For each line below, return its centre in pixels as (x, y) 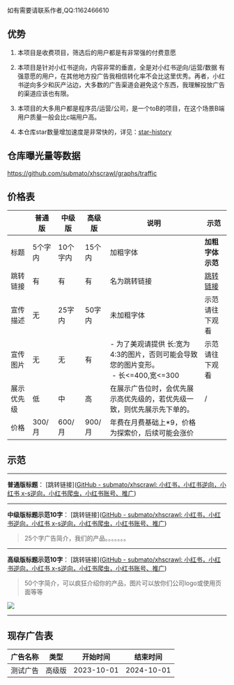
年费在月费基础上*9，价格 (153, 423)
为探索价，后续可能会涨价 (151, 433)
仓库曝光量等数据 (44, 156)
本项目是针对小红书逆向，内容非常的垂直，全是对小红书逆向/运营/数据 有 (121, 67)
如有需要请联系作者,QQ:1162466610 (58, 10)
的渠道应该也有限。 (45, 93)
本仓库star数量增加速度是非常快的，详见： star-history (94, 132)
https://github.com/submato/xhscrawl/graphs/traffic (82, 173)
